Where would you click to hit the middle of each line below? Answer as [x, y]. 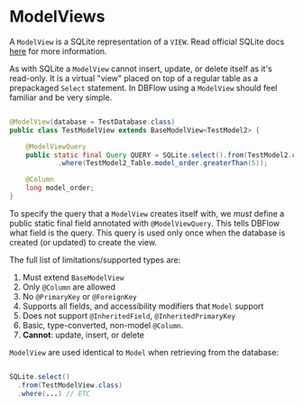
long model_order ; [60, 188]
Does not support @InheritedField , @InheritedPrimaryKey [129, 315]
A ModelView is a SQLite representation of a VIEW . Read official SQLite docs [147, 42]
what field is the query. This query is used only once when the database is [147, 233]
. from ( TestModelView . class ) [70, 385]
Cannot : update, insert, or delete [83, 335]
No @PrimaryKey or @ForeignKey [79, 296]
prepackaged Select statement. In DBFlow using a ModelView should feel [143, 88]
